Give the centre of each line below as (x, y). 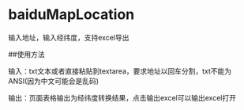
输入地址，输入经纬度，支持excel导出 (69, 37)
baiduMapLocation (71, 15)
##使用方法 (26, 54)
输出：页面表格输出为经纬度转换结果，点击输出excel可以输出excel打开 (122, 97)
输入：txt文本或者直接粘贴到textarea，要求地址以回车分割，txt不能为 (120, 71)
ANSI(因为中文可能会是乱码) (54, 81)
